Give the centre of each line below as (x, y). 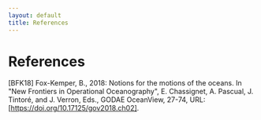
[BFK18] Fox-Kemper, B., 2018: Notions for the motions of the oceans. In (125, 83)
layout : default (35, 15)
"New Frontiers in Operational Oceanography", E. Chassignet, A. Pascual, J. (131, 92)
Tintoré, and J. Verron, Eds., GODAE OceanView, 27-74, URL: (107, 100)
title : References (38, 23)
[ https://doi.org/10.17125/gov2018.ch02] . (74, 108)
